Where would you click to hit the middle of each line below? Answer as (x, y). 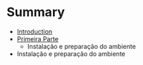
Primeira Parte (38, 38)
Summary (36, 12)
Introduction (35, 31)
